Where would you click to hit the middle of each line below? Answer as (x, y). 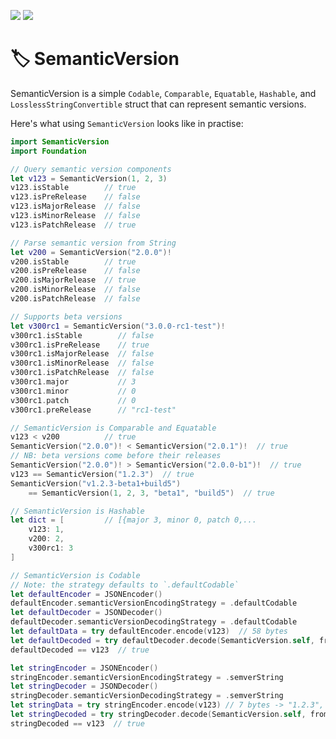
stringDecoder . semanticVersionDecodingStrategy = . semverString (147, 696)
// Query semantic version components (91, 169)
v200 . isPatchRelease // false (75, 299)
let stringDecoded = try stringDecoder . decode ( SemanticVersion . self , (158, 715)
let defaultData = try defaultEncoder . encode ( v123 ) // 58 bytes (149, 631)
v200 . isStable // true (73, 261)
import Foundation (48, 151)
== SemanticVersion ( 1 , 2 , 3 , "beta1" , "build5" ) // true (151, 493)
